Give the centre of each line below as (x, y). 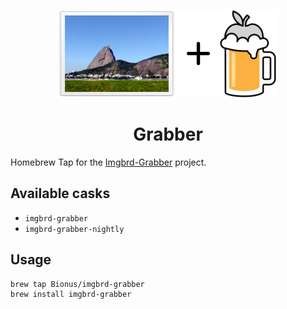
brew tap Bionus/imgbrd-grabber (77, 284)
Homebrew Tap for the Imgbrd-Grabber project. (108, 162)
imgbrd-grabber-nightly (74, 229)
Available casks (60, 193)
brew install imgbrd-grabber (71, 294)
